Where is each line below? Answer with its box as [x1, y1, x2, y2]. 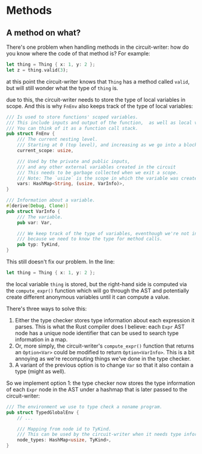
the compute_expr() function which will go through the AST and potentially [6, 287, 189, 294]
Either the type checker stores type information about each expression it [14, 316, 195, 324]
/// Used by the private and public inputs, [17, 158, 130, 164]
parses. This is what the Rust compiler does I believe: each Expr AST [14, 323, 185, 330]
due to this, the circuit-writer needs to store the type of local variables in [6, 96, 186, 103]
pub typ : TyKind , [17, 242, 61, 248]
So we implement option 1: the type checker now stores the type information [6, 379, 195, 387]
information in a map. [14, 336, 68, 343]
